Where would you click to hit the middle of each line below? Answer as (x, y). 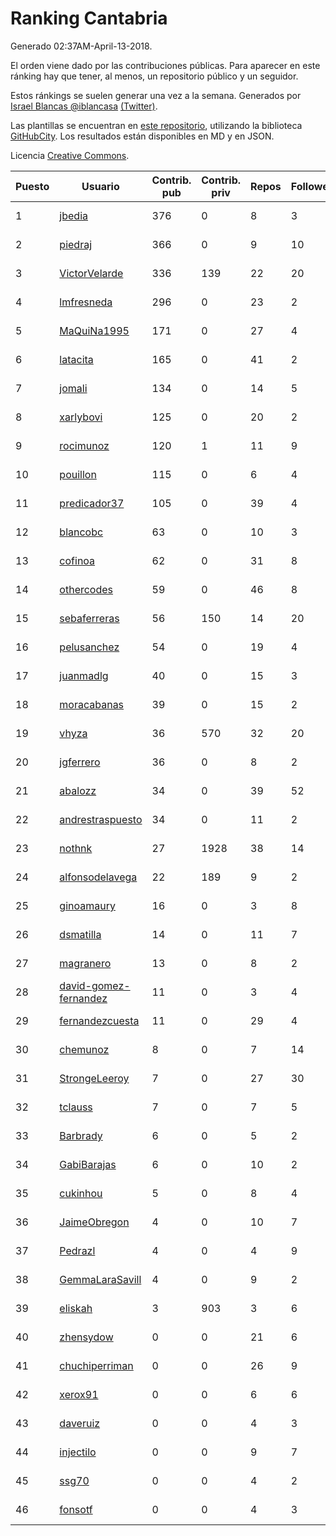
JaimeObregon (94, 1222)
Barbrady (81, 1135)
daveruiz (80, 1423)
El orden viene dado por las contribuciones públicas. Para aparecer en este (165, 65)
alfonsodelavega (98, 877)
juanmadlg (84, 675)
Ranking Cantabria (89, 18)
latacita (76, 359)
